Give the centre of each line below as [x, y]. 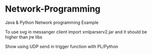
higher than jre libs [24, 37]
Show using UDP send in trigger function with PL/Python [62, 46]
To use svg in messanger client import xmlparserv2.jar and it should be [76, 32]
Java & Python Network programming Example [52, 22]
